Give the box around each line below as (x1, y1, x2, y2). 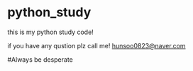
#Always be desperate (7, 55, 73, 64)
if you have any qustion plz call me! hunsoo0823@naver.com (7, 41, 186, 50)
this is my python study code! (7, 28, 94, 36)
